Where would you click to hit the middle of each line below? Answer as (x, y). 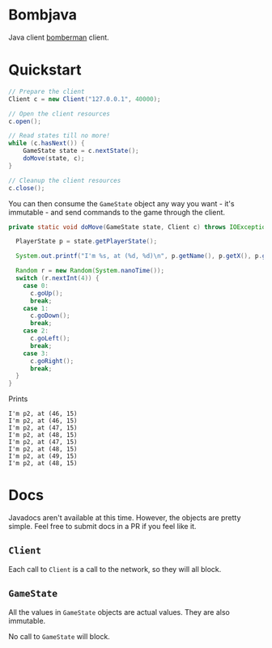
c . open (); (25, 121)
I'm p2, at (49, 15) (43, 456)
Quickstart (45, 70)
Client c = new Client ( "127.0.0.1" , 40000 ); (85, 99)
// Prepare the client (47, 91)
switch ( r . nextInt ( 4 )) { (57, 278)
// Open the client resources (59, 114)
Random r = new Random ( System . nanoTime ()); (90, 271)
